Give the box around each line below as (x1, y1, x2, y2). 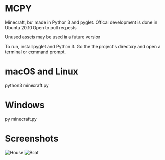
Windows (5, 99, 45, 111)
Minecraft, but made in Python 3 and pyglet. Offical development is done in (5, 19, 158, 25)
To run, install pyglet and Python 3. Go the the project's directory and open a (5, 43, 161, 49)
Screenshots (5, 133, 59, 144)
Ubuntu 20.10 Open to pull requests (5, 24, 77, 30)
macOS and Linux (5, 66, 79, 77)
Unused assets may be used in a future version (5, 34, 101, 40)
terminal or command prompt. (5, 49, 66, 55)
